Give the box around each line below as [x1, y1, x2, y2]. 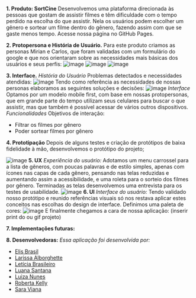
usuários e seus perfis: [6, 60, 62, 68]
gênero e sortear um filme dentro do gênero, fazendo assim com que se [6, 24, 182, 31]
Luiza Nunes [14, 273, 46, 280]
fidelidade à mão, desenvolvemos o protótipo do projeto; [6, 145, 144, 152]
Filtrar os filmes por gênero [14, 121, 82, 128]
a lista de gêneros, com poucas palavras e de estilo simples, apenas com [6, 163, 185, 170]
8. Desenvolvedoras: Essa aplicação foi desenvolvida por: [6, 236, 150, 243]
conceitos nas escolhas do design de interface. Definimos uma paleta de [6, 201, 184, 208]
